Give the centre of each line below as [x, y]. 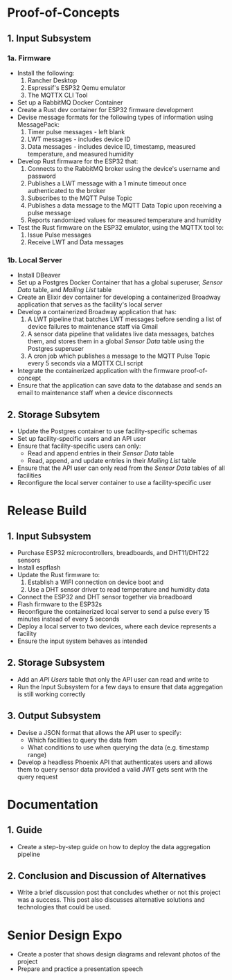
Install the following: [46, 73]
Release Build [47, 511]
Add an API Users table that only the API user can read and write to [113, 679]
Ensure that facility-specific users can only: [79, 446]
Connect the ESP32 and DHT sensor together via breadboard [105, 597]
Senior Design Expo [65, 935]
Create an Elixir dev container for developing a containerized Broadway [119, 297]
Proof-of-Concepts [63, 13]
